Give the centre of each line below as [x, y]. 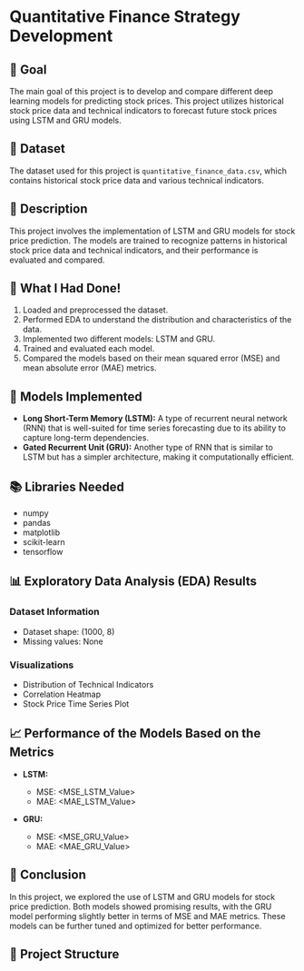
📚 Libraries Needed [67, 486]
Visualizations [42, 665]
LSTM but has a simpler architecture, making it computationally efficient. [158, 457]
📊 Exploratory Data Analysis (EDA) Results [133, 582]
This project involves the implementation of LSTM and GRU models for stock [152, 231]
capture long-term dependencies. [86, 438]
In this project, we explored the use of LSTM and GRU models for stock [142, 897]
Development [61, 36]
